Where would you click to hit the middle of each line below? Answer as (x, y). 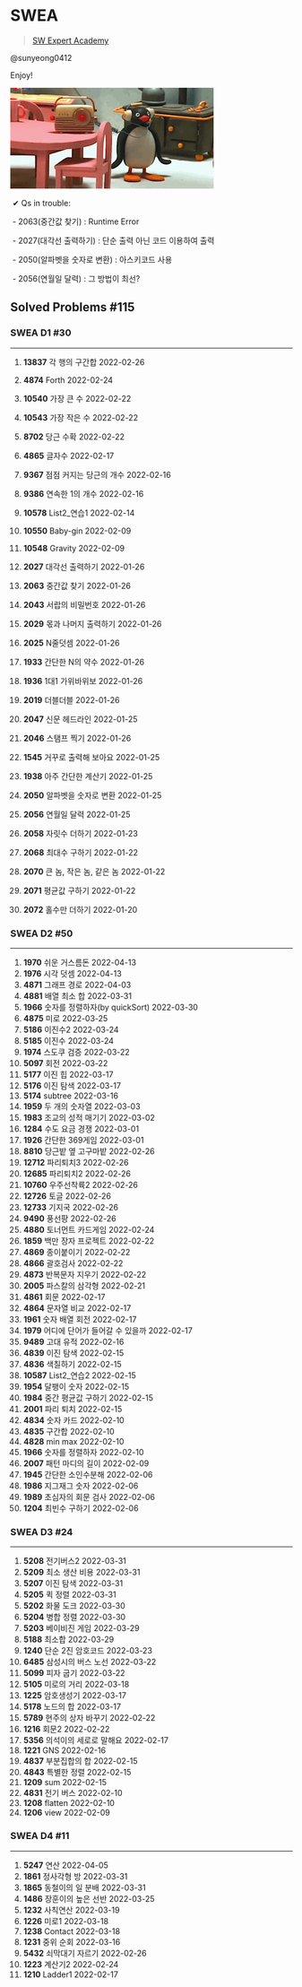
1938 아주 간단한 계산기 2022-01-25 (88, 776)
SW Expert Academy (70, 40)
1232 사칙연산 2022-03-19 (71, 1910)
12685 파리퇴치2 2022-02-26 (77, 1173)
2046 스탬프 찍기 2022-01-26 (77, 738)
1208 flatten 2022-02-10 (69, 1803)
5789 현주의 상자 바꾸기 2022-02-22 (89, 1718)
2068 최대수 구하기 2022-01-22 (80, 852)
